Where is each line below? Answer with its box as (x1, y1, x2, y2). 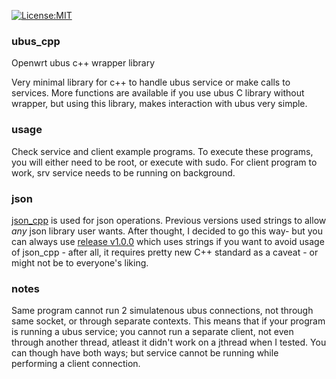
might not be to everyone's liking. (11, 256, 149, 269)
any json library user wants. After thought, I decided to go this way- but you (11, 225, 323, 237)
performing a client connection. (11, 358, 141, 370)
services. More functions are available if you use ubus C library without (11, 87, 305, 99)
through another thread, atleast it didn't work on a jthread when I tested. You (11, 336, 327, 349)
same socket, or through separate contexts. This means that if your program (11, 315, 326, 327)
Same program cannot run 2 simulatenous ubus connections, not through (11, 305, 314, 317)
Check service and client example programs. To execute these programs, (11, 145, 314, 157)
